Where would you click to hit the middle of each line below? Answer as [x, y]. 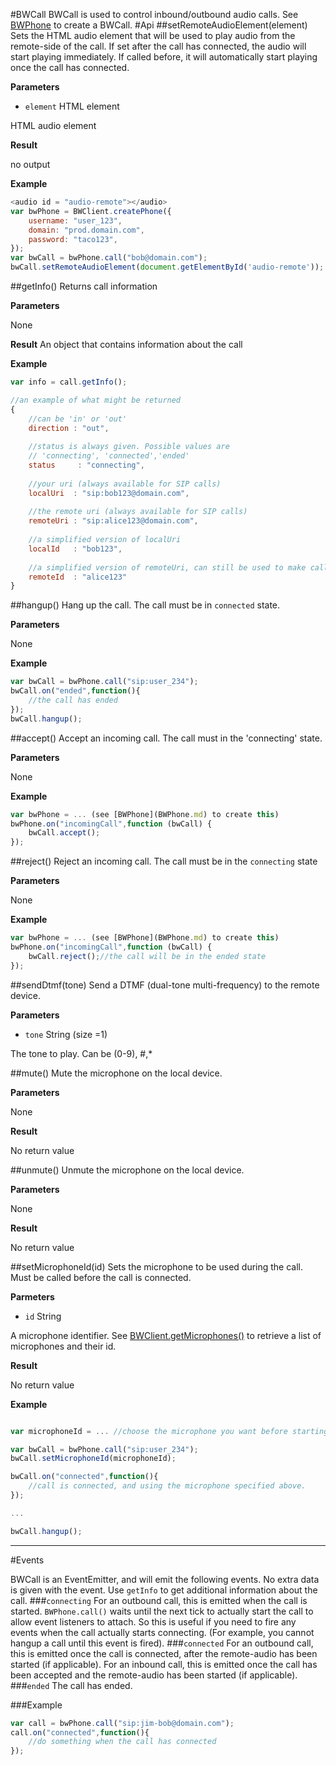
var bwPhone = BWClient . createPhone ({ [91, 211]
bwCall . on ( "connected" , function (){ [84, 1477]
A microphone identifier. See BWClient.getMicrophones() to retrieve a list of [166, 1335]
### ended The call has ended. [71, 1685]
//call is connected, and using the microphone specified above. [167, 1486]
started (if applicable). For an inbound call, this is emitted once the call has [164, 1664]
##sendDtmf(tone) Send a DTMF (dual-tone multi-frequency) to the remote [165, 985]
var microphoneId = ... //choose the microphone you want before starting [169, 1431]
